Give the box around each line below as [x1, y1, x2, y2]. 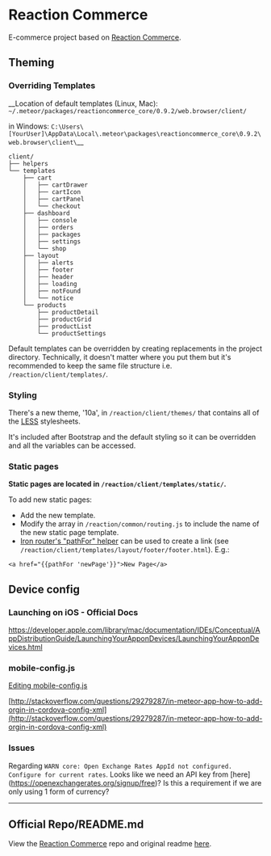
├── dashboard [23, 209, 70, 217]
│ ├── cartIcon [23, 188, 81, 196]
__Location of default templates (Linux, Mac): [8, 99, 159, 108]
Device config [8, 582, 81, 596]
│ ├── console [23, 216, 78, 224]
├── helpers [8, 159, 48, 167]
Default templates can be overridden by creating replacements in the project [8, 344, 263, 353]
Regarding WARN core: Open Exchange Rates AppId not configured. [8, 761, 232, 770]
